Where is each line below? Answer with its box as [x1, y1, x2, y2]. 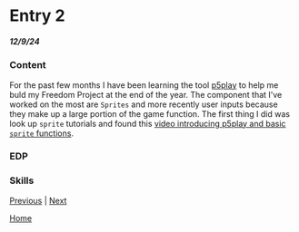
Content [9, 59, 47, 72]
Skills [9, 174, 35, 187]
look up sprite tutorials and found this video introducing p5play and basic [9, 118, 286, 129]
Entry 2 [9, 5, 65, 26]
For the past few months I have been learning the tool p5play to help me [9, 79, 279, 91]
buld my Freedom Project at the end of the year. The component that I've [9, 89, 283, 100]
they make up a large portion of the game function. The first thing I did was [9, 108, 291, 119]
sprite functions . [9, 128, 75, 139]
